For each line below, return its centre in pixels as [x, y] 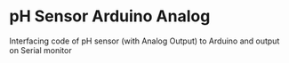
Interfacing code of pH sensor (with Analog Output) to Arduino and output [144, 41]
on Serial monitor [41, 50]
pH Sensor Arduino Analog [110, 16]
